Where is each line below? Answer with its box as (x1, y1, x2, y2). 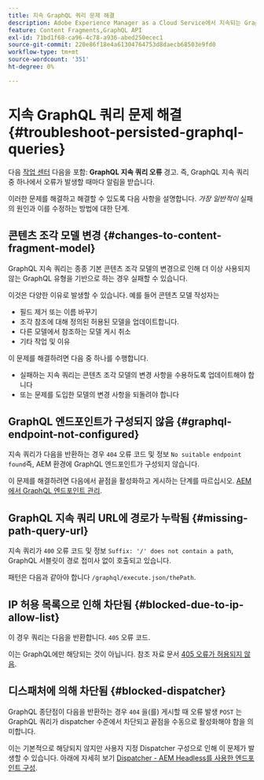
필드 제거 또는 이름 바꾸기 (19, 306, 98, 316)
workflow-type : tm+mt (8, 48, 79, 56)
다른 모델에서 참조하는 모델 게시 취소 (19, 326, 131, 336)
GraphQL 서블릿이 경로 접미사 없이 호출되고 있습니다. (8, 556, 171, 566)
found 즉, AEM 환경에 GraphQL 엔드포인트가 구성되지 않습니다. (8, 459, 200, 469)
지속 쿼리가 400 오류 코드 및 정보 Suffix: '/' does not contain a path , (8, 546, 234, 555)
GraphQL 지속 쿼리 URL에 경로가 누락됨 (8, 511, 190, 525)
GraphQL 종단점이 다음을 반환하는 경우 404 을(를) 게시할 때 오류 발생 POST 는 (8, 707, 242, 716)
